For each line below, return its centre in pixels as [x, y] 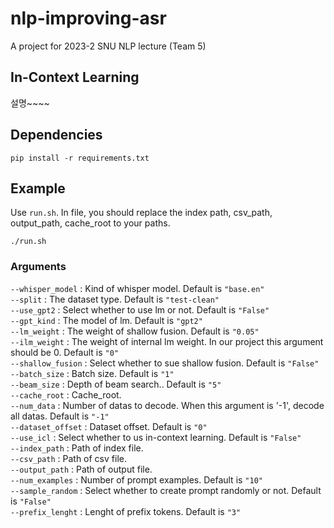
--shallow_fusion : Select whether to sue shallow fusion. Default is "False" [165, 363]
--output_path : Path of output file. [81, 469]
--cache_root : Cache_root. [66, 394]
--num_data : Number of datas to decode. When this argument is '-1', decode [167, 405]
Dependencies [56, 135]
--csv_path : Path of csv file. [68, 458]
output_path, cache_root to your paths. [90, 223]
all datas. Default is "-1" [60, 416]
